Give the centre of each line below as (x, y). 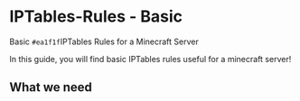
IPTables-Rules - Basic (96, 17)
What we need (51, 87)
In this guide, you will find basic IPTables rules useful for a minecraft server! (150, 59)
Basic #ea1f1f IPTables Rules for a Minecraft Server (104, 41)
